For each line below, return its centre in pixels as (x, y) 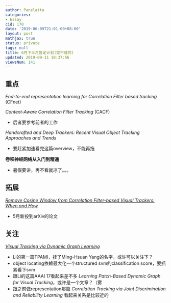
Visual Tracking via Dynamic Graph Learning (53, 246)
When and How (22, 205)
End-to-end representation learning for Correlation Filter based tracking (81, 97)
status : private (22, 43)
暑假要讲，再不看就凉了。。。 (42, 170)
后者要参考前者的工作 (35, 122)
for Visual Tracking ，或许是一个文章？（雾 (57, 282)
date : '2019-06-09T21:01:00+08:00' (43, 29)
